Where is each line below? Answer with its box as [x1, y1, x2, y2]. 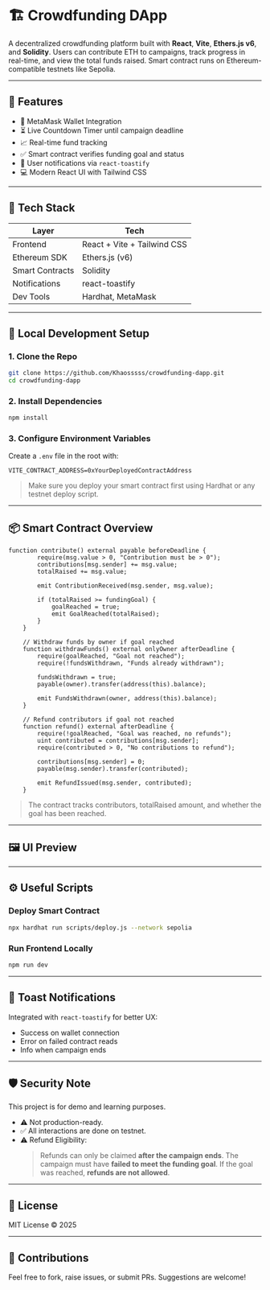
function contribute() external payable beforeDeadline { [8, 546, 207, 555]
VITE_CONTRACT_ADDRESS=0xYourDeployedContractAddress [8, 467, 193, 475]
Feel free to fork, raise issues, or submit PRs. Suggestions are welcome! [8, 1272, 247, 1282]
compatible [8, 64, 46, 73]
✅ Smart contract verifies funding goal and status [19, 149, 185, 159]
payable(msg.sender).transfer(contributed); [37, 765, 189, 773]
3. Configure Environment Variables [8, 433, 151, 444]
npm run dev [8, 961, 48, 969]
